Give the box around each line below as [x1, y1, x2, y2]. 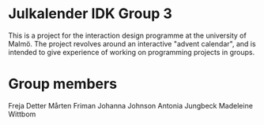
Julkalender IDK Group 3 [8, 5, 172, 23]
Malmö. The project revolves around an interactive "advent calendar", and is [8, 39, 256, 48]
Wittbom [8, 109, 36, 119]
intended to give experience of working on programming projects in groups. [8, 47, 255, 57]
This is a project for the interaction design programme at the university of [8, 31, 247, 40]
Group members [8, 75, 117, 93]
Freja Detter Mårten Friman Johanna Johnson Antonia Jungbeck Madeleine [8, 101, 253, 110]
